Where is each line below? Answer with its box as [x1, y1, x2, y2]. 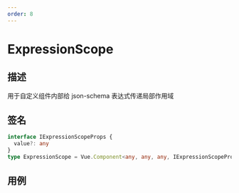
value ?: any [14, 140, 50, 147]
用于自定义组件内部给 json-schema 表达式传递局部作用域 [7, 91, 174, 100]
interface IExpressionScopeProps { [7, 133, 113, 141]
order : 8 [7, 10, 33, 18]
